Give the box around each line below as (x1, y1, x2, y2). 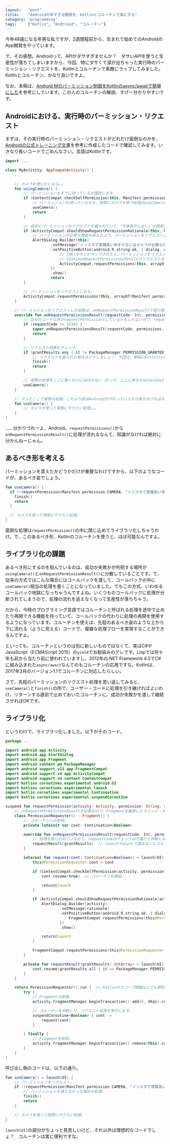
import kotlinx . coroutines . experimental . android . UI (5, 780, 116, 785)
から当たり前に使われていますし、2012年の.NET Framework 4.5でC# (18, 655, 161, 661)
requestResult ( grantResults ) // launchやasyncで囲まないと (32, 841, 157, 846)
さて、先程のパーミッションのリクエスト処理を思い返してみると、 (5, 679, 143, 685)
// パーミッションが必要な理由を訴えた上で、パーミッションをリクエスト (32, 233, 163, 238)
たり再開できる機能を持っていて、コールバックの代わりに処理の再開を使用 (5, 613, 160, 619)
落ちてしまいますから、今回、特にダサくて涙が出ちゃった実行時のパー (18, 59, 165, 66)
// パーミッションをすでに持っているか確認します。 (23, 191, 116, 196)
